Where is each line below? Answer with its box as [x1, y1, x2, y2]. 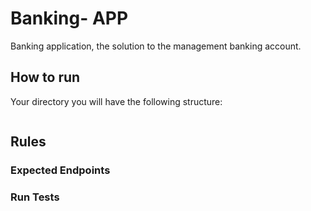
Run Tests [10, 190, 60, 204]
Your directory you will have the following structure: [10, 95, 223, 107]
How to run [10, 69, 81, 86]
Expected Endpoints [10, 163, 111, 177]
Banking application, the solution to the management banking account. [10, 40, 302, 52]
